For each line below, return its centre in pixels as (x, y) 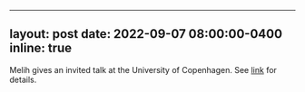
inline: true (41, 48)
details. (23, 79)
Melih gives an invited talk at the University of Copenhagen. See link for (143, 69)
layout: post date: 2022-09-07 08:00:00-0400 (146, 34)
